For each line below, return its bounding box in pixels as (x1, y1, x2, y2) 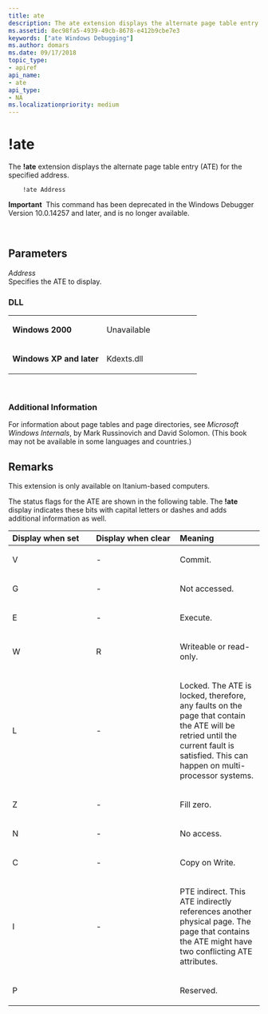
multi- (222, 760, 246, 772)
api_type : (8, 86, 41, 94)
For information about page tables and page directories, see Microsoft (8, 420, 239, 429)
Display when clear (96, 533, 171, 544)
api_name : (8, 71, 41, 79)
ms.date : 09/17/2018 (8, 49, 77, 57)
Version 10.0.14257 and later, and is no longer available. (8, 209, 190, 218)
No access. (179, 828, 222, 840)
